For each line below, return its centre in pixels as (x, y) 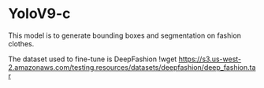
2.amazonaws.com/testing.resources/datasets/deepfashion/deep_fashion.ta (132, 67)
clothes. (21, 43)
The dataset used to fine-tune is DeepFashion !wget (93, 59)
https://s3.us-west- (210, 59)
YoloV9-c (39, 14)
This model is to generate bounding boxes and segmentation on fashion (125, 35)
